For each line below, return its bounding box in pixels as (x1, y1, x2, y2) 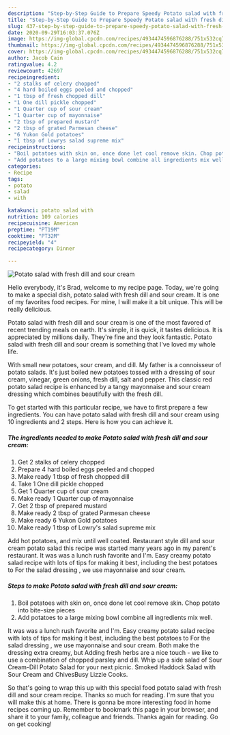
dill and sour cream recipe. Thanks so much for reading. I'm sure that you (8, 691, 214, 699)
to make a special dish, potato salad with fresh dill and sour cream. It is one (8, 290, 220, 299)
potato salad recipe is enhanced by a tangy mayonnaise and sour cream (8, 383, 211, 391)
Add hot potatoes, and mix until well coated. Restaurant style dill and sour (8, 537, 215, 545)
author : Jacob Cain (8, 55, 63, 62)
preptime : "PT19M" (8, 226, 60, 233)
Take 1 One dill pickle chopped (17, 480, 104, 488)
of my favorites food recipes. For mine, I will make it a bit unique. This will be (8, 298, 223, 306)
